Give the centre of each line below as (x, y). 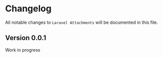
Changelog (28, 9)
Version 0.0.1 (26, 38)
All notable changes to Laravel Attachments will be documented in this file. (81, 22)
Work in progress (23, 50)
